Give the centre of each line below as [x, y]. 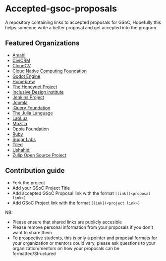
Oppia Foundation [30, 129]
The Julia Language [32, 113]
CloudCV [22, 65]
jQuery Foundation [31, 107]
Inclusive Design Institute [38, 92]
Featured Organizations [42, 43]
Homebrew [24, 81]
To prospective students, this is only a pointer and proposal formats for [85, 238]
